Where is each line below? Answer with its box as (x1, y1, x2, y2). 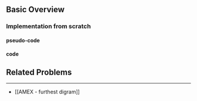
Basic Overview (6, 5, 65, 15)
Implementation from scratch (6, 22, 91, 31)
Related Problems (6, 67, 72, 77)
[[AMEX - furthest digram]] (14, 88, 80, 96)
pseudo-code (6, 36, 40, 43)
